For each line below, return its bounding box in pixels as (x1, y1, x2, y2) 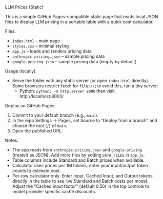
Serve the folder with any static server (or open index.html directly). (12, 78, 150, 83)
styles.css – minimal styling (12, 43, 69, 49)
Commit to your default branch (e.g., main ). (12, 112, 99, 118)
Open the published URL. (12, 128, 63, 134)
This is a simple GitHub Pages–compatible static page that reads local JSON (5, 14, 159, 19)
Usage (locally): (5, 68, 37, 74)
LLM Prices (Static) (5, 4, 44, 10)
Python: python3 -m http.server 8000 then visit (19, 88, 115, 94)
